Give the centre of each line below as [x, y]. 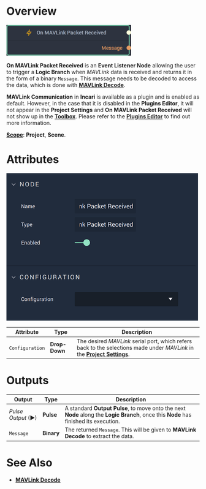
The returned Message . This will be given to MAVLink [131, 430]
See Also [29, 462]
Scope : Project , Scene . [36, 135]
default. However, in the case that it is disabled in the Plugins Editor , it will [100, 103]
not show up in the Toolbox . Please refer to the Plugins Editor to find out [98, 116]
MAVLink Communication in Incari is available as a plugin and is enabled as [103, 97]
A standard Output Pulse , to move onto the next [125, 408]
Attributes [33, 160]
